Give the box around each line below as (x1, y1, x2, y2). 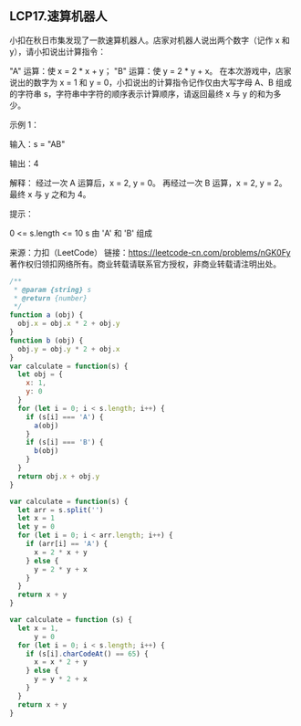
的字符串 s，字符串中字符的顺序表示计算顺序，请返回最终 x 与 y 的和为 (9, 88, 274, 99)
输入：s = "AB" (9, 138, 66, 149)
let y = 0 (17, 522, 55, 531)
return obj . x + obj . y (17, 471, 100, 481)
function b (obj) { (9, 336, 84, 345)
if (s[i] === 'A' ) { (26, 412, 104, 422)
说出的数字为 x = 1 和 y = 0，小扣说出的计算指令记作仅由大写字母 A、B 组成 (9, 77, 292, 88)
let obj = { (17, 370, 64, 379)
